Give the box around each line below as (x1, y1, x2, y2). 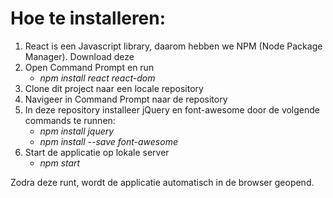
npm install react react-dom (39, 72, 156, 84)
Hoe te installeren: (10, 7, 167, 30)
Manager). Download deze (24, 50, 135, 62)
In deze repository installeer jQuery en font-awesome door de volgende (24, 103, 321, 116)
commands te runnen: (24, 114, 116, 126)
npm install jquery (39, 125, 115, 137)
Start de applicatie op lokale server (24, 146, 170, 158)
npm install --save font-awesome (39, 135, 178, 147)
